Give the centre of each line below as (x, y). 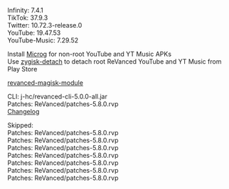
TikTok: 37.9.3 (28, 18)
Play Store (22, 69)
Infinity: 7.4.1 (26, 10)
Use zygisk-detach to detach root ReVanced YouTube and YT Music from (114, 62)
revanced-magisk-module (46, 83)
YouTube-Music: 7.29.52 (43, 40)
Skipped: (20, 125)
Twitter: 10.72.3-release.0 (45, 25)
